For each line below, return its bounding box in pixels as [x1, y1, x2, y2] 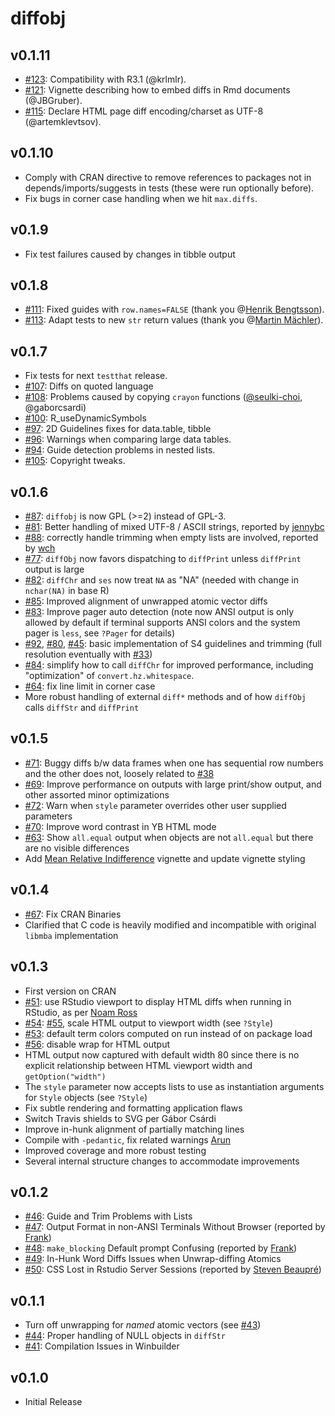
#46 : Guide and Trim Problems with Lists [24, 1210, 193, 1222]
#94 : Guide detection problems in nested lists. [24, 444, 216, 456]
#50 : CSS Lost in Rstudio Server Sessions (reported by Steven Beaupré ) [24, 1263, 322, 1276]
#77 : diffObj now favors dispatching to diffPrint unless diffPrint [24, 553, 302, 565]
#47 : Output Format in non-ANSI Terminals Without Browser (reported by [24, 1221, 326, 1233]
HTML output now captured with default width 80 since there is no [24, 1048, 300, 1061]
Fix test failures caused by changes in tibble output [24, 248, 236, 260]
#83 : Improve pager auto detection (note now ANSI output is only [24, 606, 295, 618]
